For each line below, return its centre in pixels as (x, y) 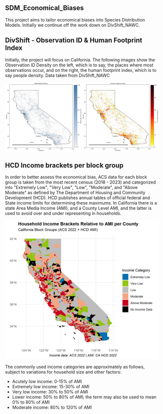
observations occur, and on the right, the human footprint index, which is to (81, 70)
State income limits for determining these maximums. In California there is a (81, 203)
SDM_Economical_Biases (44, 8)
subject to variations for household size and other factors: (63, 372)
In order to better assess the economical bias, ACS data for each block (76, 177)
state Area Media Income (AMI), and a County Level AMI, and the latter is (79, 208)
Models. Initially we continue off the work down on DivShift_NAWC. (72, 25)
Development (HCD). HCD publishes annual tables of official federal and (78, 198)
